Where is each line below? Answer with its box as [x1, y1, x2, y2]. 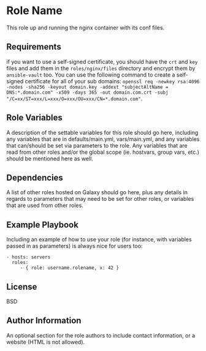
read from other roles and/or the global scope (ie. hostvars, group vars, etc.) [6, 148, 200, 156]
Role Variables [6, 113, 63, 123]
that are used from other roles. [6, 202, 84, 209]
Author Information [6, 315, 82, 326]
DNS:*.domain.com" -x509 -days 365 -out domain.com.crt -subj [6, 89, 169, 96]
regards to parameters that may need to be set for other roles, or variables [6, 195, 194, 203]
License [6, 281, 37, 292]
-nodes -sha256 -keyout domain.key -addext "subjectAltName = [6, 84, 169, 90]
